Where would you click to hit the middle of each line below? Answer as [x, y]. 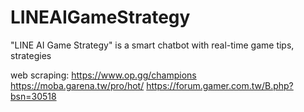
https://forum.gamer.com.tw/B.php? [220, 85]
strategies [31, 55]
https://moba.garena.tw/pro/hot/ [77, 85]
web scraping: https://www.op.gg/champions [103, 75]
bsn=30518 [33, 96]
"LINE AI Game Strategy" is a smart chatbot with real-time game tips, [152, 45]
